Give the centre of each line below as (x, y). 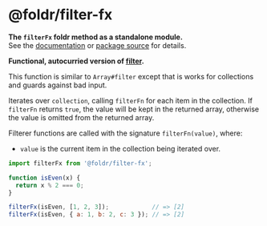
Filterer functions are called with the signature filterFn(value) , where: (125, 133)
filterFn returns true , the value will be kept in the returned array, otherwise (133, 109)
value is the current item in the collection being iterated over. (120, 148)
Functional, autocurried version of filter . (76, 61)
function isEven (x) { (44, 178)
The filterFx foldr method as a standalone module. (95, 37)
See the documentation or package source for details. (97, 45)
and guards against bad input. (58, 85)
